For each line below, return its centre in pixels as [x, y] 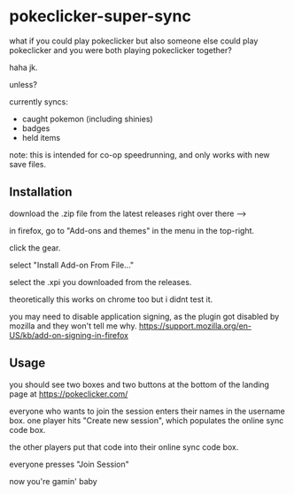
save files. [28, 164]
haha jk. [23, 67]
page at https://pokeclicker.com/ [69, 394]
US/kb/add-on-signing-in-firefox [69, 335]
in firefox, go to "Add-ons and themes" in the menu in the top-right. [132, 230]
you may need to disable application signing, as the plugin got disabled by [144, 316]
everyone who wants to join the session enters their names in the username [147, 411]
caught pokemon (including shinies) [87, 119]
